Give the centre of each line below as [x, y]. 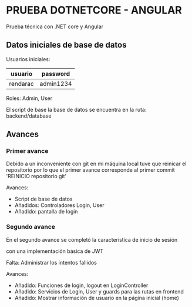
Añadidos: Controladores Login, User [59, 205]
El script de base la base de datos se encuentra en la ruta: [76, 109]
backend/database [29, 116]
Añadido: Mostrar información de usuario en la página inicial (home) [97, 298]
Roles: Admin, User [29, 98]
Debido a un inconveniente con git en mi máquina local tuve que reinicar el [96, 164]
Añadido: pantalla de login [46, 212]
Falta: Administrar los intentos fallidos [51, 262]
